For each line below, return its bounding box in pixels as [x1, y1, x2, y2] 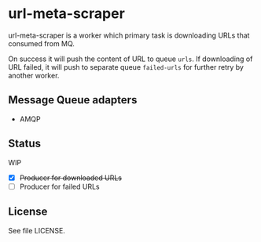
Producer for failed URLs [19, 182, 100, 191]
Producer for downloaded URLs [19, 173, 122, 182]
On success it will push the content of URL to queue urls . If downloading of [8, 54, 253, 63]
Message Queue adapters [8, 93, 138, 107]
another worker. [8, 70, 60, 80]
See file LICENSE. [8, 226, 65, 235]
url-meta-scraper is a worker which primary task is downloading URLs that [8, 31, 250, 40]
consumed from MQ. [8, 38, 75, 48]
